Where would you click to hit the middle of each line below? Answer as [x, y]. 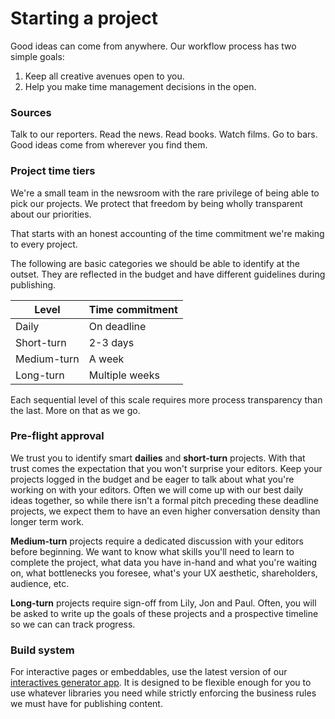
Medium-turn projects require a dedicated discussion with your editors [157, 541]
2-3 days [111, 342]
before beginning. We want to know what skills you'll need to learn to [152, 551]
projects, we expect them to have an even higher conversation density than [165, 511]
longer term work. [47, 521]
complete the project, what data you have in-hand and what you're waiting [164, 562]
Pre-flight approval [57, 436]
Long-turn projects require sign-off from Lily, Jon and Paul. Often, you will [163, 603]
